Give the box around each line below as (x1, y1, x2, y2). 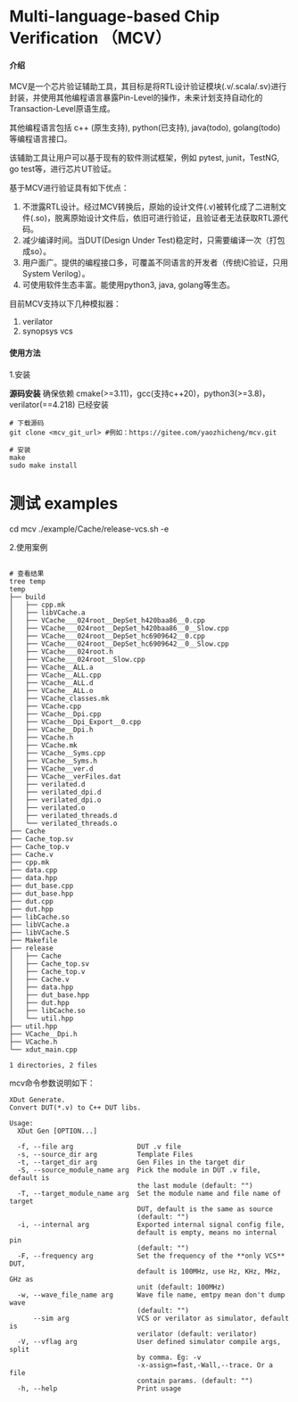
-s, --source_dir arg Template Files (17, 1150, 194, 1159)
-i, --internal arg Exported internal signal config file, (17, 1220, 286, 1229)
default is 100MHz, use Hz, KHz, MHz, (137, 1266, 281, 1276)
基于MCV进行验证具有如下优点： (9, 183, 129, 194)
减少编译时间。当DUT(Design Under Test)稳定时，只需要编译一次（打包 (21, 235, 286, 246)
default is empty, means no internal (137, 1228, 277, 1237)
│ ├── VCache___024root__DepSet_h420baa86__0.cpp (9, 615, 205, 625)
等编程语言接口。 (9, 134, 72, 144)
